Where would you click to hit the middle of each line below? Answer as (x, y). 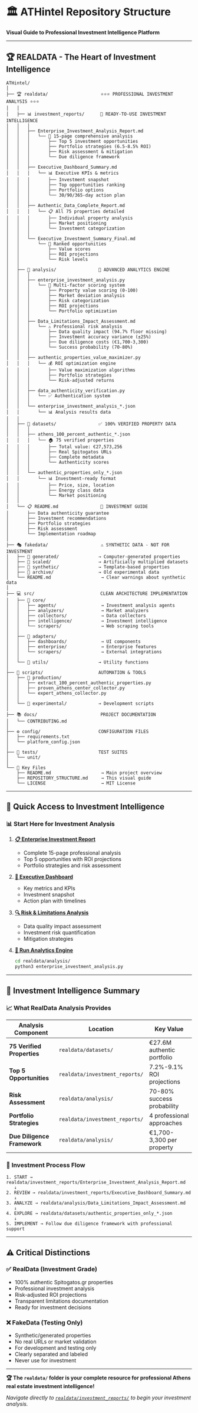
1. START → (19, 1177)
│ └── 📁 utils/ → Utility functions (77, 662)
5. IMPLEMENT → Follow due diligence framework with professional (89, 1224)
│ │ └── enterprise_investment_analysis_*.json (71, 406)
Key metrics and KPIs (49, 888)
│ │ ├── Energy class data (55, 490)
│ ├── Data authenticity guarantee (58, 513)
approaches (166, 1123)
